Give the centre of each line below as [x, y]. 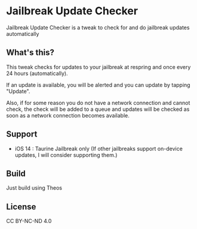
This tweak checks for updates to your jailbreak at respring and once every [98, 67]
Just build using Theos [34, 188]
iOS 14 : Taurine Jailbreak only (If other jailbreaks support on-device [99, 148]
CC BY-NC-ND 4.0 [29, 221]
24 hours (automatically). [37, 73]
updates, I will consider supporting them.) [66, 155]
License [21, 207]
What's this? [30, 53]
